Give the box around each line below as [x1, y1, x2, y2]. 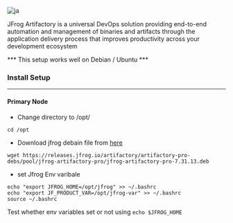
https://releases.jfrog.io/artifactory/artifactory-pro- [22, 152, 191, 159]
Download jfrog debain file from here [17, 139, 123, 147]
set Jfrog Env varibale [17, 170, 80, 178]
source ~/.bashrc [7, 195, 58, 202]
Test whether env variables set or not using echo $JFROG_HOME [7, 208, 182, 216]
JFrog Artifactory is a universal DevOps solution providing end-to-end [7, 20, 207, 28]
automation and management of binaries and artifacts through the [7, 28, 196, 35]
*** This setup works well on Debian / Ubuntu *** [7, 55, 149, 64]
